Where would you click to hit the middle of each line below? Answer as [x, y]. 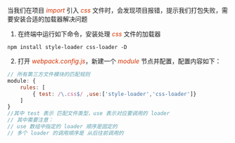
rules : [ [33, 87]
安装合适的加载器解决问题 [50, 19]
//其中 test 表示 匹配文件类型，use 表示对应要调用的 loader [89, 114]
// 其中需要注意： [31, 120]
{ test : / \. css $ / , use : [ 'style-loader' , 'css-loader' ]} [115, 94]
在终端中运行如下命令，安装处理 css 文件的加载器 [89, 34]
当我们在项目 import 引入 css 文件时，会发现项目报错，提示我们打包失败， [115, 10]
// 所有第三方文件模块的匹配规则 [49, 74]
